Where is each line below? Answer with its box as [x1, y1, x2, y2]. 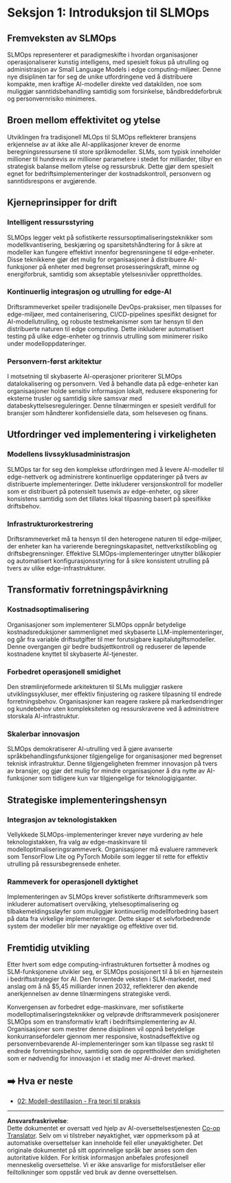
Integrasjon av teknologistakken [7, 815, 118, 824]
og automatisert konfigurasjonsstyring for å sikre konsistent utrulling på [7, 557, 210, 565]
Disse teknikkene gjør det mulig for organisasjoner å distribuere [7, 255, 187, 264]
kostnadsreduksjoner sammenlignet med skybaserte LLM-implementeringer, [7, 628, 224, 636]
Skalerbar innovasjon [7, 729, 80, 739]
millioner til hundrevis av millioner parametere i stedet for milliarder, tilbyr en [7, 155, 222, 163]
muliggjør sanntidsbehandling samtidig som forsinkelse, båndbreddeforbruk [7, 88, 222, 95]
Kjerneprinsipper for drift [7, 197, 118, 208]
